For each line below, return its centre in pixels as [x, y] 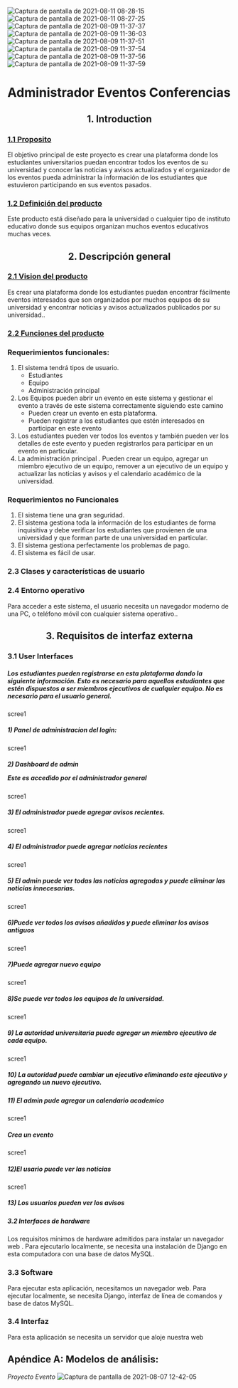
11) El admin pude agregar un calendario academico [86, 1100]
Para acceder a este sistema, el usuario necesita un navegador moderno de [118, 606]
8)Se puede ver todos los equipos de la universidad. [86, 999]
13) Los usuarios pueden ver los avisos [66, 1203]
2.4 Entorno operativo [46, 591]
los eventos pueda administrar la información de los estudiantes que [107, 177]
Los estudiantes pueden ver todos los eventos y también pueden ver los [123, 436]
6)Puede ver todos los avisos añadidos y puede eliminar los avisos [108, 922]
